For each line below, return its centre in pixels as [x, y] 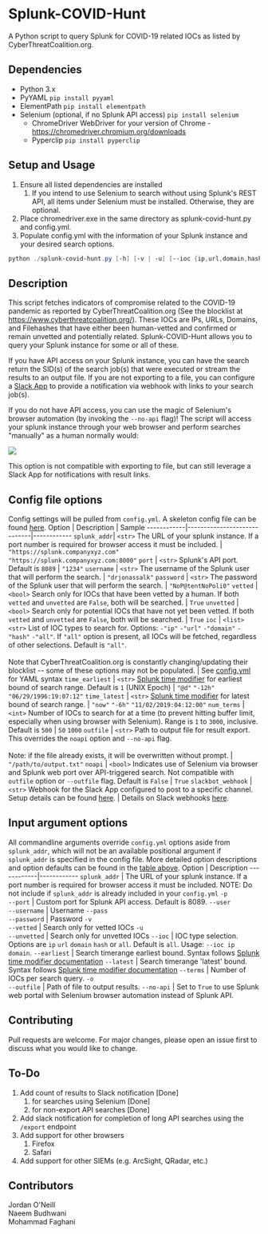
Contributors [41, 1186]
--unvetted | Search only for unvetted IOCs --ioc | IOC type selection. [123, 936]
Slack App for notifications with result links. [79, 475]
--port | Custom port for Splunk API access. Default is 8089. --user [120, 901]
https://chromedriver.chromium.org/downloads [108, 131]
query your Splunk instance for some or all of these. [94, 345]
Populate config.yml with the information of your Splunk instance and [134, 235]
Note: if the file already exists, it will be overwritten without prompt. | [121, 756]
